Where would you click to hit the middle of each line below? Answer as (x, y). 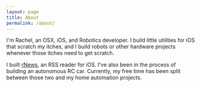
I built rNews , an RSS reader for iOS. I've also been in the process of (91, 65)
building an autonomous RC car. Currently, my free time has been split (94, 71)
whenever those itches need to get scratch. (60, 53)
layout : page (23, 12)
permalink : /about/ (31, 23)
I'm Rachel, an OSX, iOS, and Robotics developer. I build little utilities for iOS (101, 40)
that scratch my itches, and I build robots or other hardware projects (91, 47)
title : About (23, 18)
